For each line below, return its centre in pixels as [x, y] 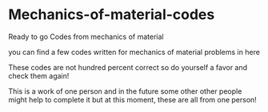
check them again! [39, 75]
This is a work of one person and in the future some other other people [125, 91]
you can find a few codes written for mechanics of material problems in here [134, 52]
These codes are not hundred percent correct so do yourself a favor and [128, 67]
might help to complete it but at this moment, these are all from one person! [133, 99]
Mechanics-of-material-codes [112, 15]
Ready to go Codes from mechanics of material [86, 37]
